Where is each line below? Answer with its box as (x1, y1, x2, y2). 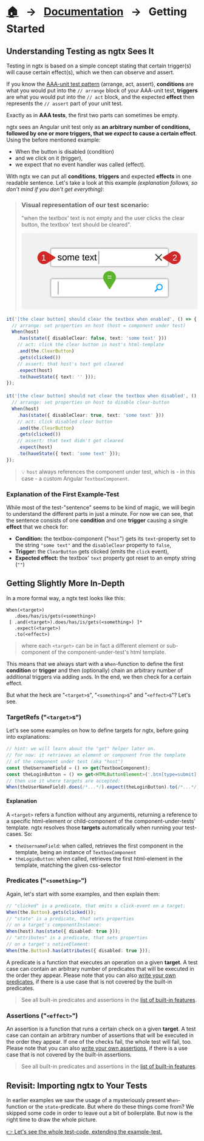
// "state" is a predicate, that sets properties (6, 916, 135, 922)
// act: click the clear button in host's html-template (17, 341, 165, 348)
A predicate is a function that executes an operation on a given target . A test (6, 958, 198, 966)
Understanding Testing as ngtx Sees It (6, 46, 154, 57)
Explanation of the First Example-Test (6, 490, 120, 498)
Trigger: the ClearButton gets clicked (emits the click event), (15, 548, 169, 555)
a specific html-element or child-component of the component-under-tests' (6, 817, 196, 824)
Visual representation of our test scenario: (21, 200, 149, 209)
